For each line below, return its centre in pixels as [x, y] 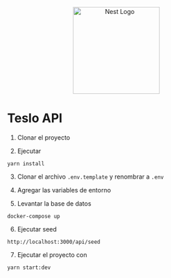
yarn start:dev [29, 268]
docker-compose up [34, 216]
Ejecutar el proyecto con [52, 254]
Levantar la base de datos [54, 203]
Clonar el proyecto [44, 137]
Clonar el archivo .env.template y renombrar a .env [90, 177]
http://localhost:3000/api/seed [54, 242]
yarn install [26, 163]
